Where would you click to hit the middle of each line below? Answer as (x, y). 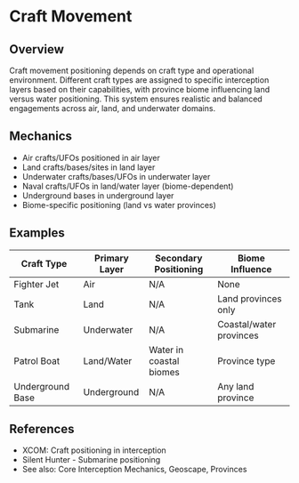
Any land (236, 386)
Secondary (179, 258)
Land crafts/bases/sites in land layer (89, 167)
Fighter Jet (36, 284)
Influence (251, 269)
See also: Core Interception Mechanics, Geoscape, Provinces (134, 470)
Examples (37, 233)
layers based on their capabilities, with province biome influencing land (140, 89)
